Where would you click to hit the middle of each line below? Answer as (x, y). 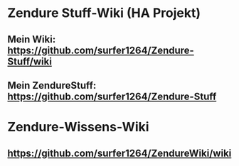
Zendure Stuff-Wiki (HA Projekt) (104, 13)
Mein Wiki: (32, 39)
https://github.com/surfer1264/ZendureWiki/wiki (119, 153)
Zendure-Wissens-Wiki (78, 127)
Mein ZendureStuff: (52, 85)
